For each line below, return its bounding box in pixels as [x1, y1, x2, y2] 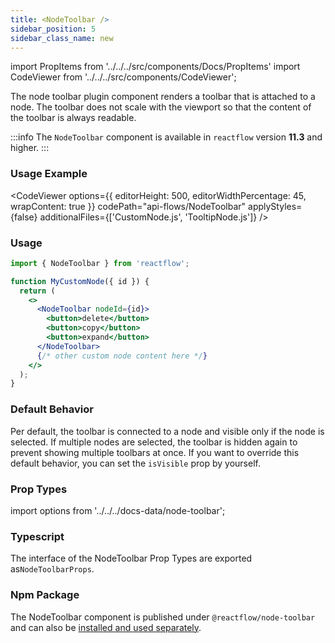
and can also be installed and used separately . [10, 621, 202, 633]
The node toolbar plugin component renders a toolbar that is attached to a [10, 91, 316, 103]
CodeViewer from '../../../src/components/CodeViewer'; [10, 71, 237, 83]
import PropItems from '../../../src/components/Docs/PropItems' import [10, 61, 301, 73]
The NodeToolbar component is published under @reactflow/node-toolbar [10, 611, 316, 623]
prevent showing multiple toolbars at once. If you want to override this [10, 446, 300, 458]
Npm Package [10, 588, 80, 602]
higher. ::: [10, 142, 50, 154]
